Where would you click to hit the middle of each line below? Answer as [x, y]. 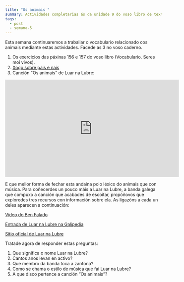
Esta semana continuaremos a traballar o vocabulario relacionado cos [76, 42]
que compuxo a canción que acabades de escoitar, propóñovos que [75, 195]
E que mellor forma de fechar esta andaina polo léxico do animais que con [81, 184]
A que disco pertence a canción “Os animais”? [60, 274]
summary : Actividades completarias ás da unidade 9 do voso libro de [79, 14]
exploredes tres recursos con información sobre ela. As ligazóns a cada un [82, 200]
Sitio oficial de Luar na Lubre [34, 234]
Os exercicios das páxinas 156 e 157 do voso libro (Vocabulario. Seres [84, 57]
